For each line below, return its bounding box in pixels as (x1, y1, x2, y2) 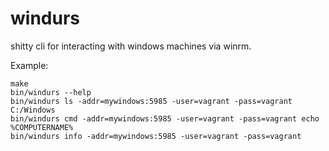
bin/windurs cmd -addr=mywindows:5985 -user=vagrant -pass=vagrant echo (10, 113, 320, 124)
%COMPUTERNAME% (10, 122, 74, 132)
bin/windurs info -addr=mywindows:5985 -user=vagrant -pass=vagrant (10, 131, 302, 141)
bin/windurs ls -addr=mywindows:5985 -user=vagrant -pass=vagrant (10, 96, 293, 106)
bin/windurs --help (10, 87, 92, 97)
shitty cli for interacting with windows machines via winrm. (10, 40, 252, 52)
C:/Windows (10, 105, 56, 115)
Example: (10, 59, 49, 71)
